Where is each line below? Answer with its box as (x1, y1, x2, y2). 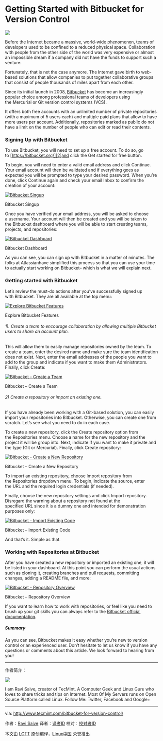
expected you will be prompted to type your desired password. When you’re (5, 172, 157, 178)
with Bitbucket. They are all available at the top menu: (5, 293, 113, 299)
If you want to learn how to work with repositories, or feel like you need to (5, 603, 152, 609)
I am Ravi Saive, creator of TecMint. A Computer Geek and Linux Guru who (5, 686, 154, 692)
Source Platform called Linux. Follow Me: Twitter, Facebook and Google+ (5, 697, 150, 703)
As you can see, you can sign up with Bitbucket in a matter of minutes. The (5, 254, 155, 261)
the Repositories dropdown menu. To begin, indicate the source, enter (5, 478, 145, 484)
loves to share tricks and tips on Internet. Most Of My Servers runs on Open (5, 691, 157, 697)
